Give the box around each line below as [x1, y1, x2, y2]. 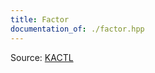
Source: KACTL [10, 51, 74, 63]
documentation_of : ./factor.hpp [10, 24, 145, 34]
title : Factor [10, 14, 70, 25]
